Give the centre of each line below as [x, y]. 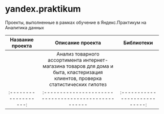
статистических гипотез [78, 84]
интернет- [95, 60]
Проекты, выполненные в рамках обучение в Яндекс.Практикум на [76, 22]
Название [22, 39]
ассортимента [65, 60]
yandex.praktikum [43, 9]
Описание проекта [78, 42]
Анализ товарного [78, 54]
